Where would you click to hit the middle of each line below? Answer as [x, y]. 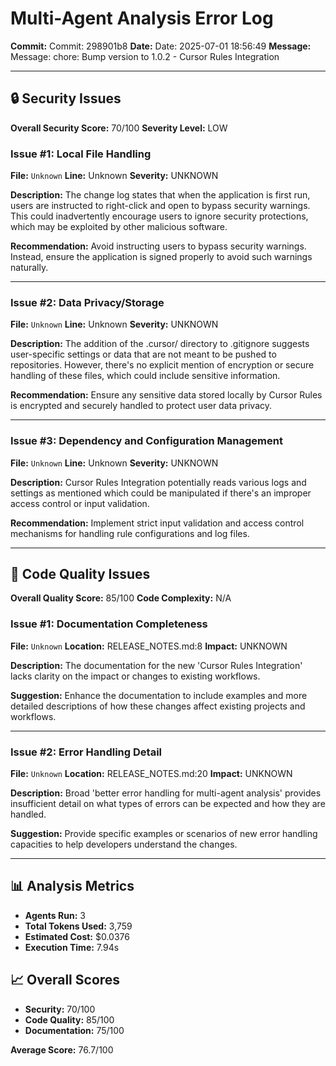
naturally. [29, 268]
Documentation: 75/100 [74, 1030]
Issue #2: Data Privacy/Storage [87, 302]
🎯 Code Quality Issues [80, 574]
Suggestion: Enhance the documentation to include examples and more [159, 695]
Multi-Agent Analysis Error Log [142, 18]
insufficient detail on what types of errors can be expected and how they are [168, 804]
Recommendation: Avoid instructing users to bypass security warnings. [158, 246]
